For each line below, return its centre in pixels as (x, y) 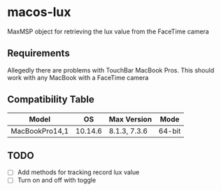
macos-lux (39, 12)
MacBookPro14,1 (40, 131)
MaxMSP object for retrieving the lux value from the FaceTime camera (108, 31)
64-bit (170, 131)
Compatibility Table (51, 99)
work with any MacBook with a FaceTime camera (78, 77)
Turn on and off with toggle (57, 180)
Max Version (130, 119)
